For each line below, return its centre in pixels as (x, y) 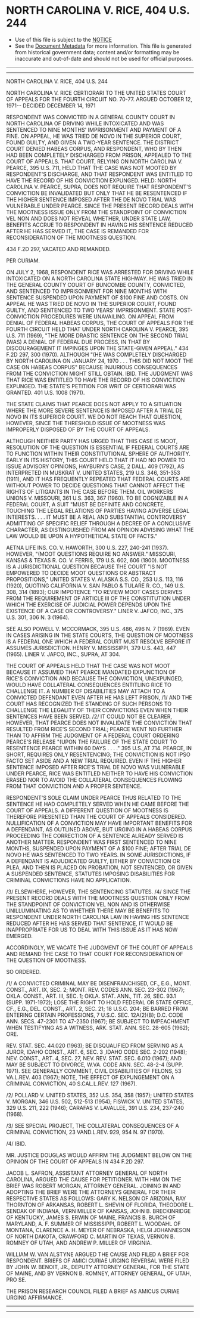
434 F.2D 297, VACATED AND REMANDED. (59, 249)
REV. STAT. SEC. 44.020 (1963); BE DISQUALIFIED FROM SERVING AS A (95, 1045)
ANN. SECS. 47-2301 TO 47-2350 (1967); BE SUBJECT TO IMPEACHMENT (98, 1021)
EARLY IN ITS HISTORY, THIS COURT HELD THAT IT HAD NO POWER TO (96, 460)
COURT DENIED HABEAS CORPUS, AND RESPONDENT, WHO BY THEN (94, 148)
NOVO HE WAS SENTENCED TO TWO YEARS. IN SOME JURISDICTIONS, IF (99, 855)
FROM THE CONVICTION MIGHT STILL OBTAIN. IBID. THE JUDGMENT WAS (100, 373)
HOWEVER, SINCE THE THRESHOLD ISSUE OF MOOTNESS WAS (86, 423)
